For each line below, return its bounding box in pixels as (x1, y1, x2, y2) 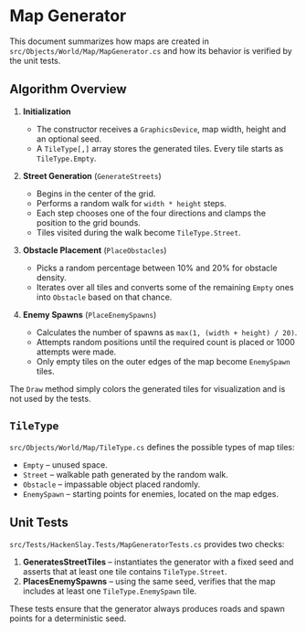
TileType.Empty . (36, 153, 97, 164)
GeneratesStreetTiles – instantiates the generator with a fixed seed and (22, 556, 294, 567)
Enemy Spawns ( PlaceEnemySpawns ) (22, 309, 157, 320)
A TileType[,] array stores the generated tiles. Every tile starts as (36, 142, 284, 153)
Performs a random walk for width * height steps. (36, 197, 227, 208)
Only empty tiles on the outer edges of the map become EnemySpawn (36, 355, 290, 366)
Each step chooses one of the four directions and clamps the (36, 207, 267, 218)
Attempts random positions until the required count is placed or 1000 (36, 336, 295, 347)
